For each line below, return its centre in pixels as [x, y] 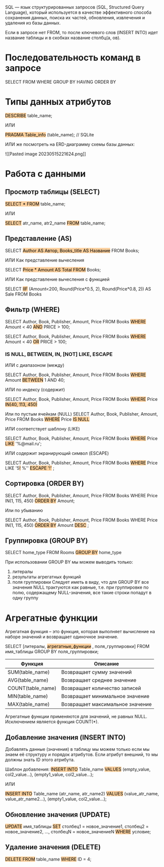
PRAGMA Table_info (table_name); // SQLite [50, 134]
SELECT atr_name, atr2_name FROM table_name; [55, 223]
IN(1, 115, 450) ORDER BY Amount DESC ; [47, 525]
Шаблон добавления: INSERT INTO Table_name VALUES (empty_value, [78, 769]
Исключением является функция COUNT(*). [52, 722]
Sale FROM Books [23, 294]
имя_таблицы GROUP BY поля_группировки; [52, 651]
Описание [106, 664]
